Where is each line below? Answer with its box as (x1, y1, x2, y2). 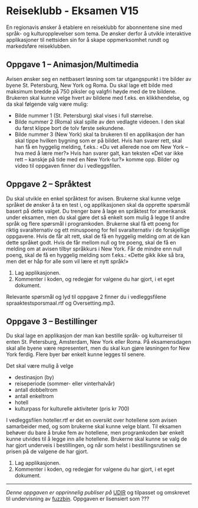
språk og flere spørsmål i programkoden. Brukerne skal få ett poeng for (6, 220, 179, 227)
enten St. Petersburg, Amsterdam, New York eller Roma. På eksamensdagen (6, 338, 192, 346)
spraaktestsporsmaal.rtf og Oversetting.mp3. (6, 299, 115, 307)
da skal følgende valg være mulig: (6, 100, 88, 108)
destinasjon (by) (14, 374, 54, 381)
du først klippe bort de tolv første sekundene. (14, 124, 125, 131)
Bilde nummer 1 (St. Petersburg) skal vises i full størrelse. (14, 112, 153, 119)
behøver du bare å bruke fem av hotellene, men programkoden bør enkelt (6, 429, 184, 437)
